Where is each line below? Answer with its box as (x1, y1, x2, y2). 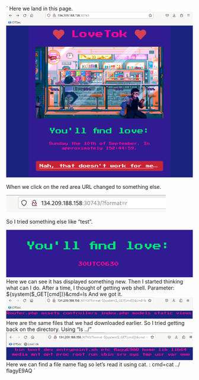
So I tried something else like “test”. (6, 218, 93, 226)
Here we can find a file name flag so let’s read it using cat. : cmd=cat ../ (6, 361, 181, 368)
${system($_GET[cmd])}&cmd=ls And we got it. (6, 291, 123, 298)
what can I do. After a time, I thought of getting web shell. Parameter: (6, 284, 175, 292)
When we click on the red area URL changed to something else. (6, 183, 162, 191)
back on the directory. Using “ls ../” (6, 326, 92, 333)
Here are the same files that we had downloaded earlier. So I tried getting (6, 319, 185, 326)
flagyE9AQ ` (6, 367, 36, 375)
